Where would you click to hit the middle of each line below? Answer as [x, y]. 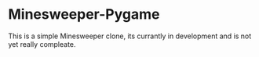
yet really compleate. [42, 44]
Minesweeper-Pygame [84, 14]
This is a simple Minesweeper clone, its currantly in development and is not [130, 36]
